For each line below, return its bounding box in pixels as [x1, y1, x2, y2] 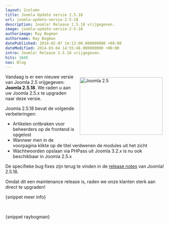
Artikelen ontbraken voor [12, 121, 65, 127]
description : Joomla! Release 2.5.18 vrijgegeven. [5, 21, 115, 27]
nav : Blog [5, 60, 26, 65]
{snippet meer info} [5, 194, 46, 200]
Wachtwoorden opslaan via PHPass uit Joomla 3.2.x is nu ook [12, 148, 143, 154]
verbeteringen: [5, 111, 37, 117]
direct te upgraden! [5, 184, 46, 190]
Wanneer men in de [12, 137, 54, 143]
